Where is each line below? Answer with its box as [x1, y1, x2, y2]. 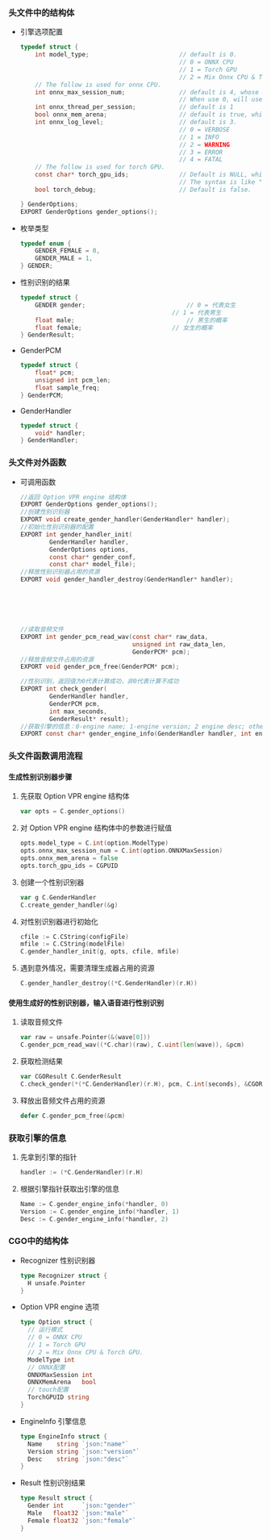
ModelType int [27, 1355, 75, 1364]
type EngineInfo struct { [19, 1432, 107, 1441]
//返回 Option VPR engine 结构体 [19, 493, 127, 501]
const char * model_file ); [49, 561, 136, 569]
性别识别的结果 [19, 278, 70, 287]
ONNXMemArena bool [27, 1378, 97, 1387]
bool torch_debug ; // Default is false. [35, 186, 252, 194]
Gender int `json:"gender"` [27, 1502, 136, 1510]
